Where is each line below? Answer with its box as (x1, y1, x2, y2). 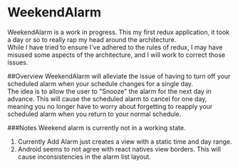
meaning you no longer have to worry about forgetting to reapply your (7, 102, 213, 110)
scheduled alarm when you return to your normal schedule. (7, 110, 182, 118)
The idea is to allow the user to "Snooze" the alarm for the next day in (7, 87, 212, 95)
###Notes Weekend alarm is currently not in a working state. (7, 123, 186, 132)
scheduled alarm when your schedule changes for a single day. (7, 79, 194, 88)
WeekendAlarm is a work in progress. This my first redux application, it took (7, 28, 230, 36)
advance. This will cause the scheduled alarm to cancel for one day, (7, 94, 207, 103)
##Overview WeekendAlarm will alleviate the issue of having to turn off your (7, 72, 231, 80)
